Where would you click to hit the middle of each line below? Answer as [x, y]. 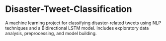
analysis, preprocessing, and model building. [51, 33]
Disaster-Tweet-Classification [69, 9]
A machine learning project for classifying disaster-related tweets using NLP [83, 23]
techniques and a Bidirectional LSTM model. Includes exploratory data [77, 28]
